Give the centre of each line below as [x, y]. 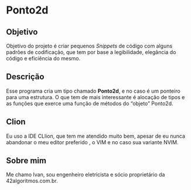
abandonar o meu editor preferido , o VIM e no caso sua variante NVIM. [92, 142]
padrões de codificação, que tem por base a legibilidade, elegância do [91, 52]
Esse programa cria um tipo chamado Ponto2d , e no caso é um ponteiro [93, 91]
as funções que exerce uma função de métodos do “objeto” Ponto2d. [90, 103]
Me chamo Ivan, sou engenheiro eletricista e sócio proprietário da [86, 175]
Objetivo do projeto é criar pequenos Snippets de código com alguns [89, 46]
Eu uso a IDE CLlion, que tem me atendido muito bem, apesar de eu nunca [96, 136]
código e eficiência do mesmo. [43, 58]
